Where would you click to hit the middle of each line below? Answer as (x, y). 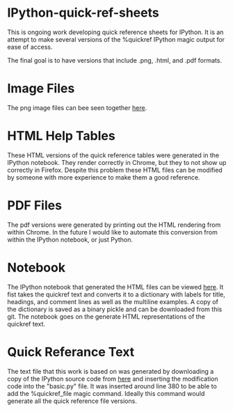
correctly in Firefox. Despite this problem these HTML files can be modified (115, 170)
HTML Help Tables (62, 136)
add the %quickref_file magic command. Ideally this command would (106, 393)
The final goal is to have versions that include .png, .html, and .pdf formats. (115, 60)
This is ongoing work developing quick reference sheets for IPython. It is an (115, 32)
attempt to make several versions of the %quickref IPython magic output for (116, 39)
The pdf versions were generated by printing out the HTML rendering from (114, 225)
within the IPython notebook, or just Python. (70, 239)
